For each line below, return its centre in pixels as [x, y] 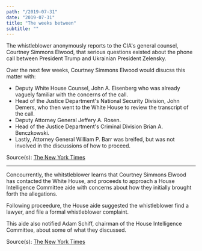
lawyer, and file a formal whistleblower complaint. [68, 212]
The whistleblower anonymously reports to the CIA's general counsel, [92, 46]
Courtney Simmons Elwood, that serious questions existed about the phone [99, 52]
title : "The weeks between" [41, 23]
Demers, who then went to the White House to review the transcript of [102, 107]
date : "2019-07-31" [31, 17]
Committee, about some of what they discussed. [66, 230]
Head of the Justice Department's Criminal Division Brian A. [89, 126]
